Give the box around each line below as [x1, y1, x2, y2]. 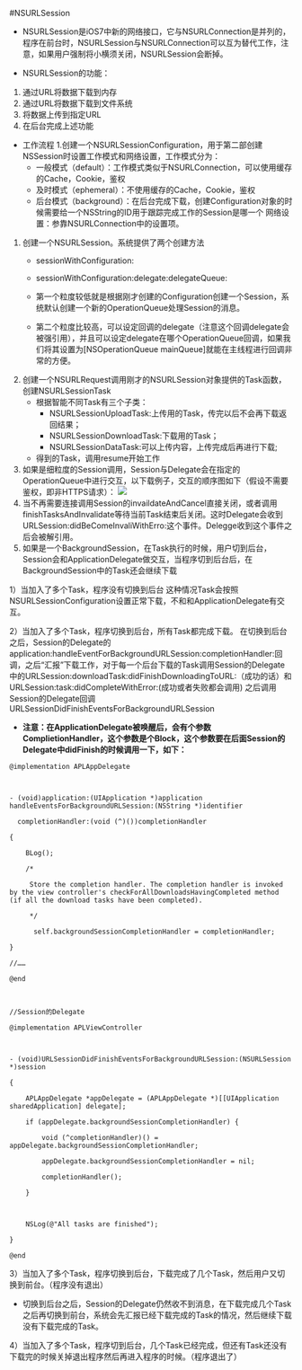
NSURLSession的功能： [22, 67, 111, 78]
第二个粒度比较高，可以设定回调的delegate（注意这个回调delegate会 [35, 322, 290, 331]
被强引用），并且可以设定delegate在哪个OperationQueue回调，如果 [35, 332, 283, 343]
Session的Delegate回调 [9, 694, 96, 703]
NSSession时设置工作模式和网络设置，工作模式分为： [22, 151, 221, 161]
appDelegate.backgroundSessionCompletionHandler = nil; [41, 1157, 255, 1166]
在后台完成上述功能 [22, 120, 94, 131]
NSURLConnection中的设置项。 [67, 218, 184, 228]
